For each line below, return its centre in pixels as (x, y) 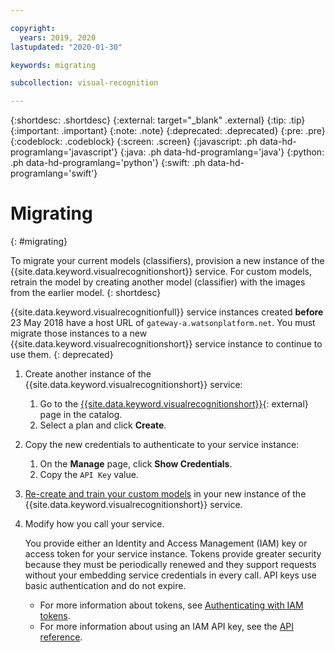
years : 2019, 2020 (58, 37)
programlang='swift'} (54, 173)
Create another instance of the (88, 374)
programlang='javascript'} (64, 152)
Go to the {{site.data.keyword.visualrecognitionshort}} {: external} (174, 404)
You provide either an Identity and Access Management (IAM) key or (166, 543)
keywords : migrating (53, 65)
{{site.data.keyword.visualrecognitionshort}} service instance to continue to (166, 344)
